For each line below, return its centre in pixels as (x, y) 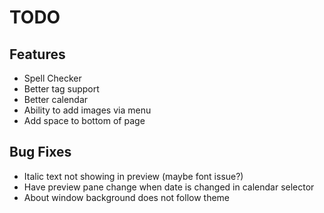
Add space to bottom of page (84, 120)
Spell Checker (52, 78)
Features (37, 54)
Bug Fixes (40, 152)
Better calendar (56, 99)
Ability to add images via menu (87, 110)
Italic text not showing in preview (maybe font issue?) (133, 176)
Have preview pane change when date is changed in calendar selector (169, 187)
